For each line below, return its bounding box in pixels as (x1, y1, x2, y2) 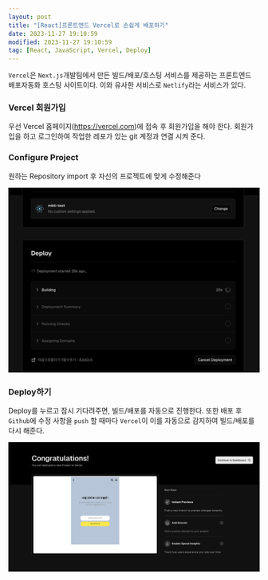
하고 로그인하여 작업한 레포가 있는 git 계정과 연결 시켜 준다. (22, 131, 206, 141)
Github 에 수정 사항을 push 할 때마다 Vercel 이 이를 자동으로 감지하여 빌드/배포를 (8, 416, 255, 425)
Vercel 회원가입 (8, 102, 66, 113)
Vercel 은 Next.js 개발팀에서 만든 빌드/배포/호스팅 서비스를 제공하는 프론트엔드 (8, 70, 252, 80)
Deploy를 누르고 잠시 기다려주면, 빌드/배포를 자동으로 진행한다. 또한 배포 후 (8, 406, 242, 416)
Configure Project (8, 152, 79, 163)
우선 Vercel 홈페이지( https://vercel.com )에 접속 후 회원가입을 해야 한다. (8, 122, 233, 131)
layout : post (8, 13, 52, 21)
